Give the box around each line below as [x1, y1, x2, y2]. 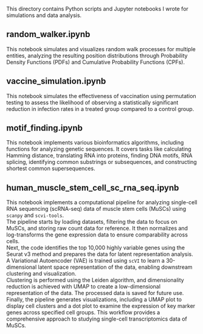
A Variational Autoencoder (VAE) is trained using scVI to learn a [6, 257, 165, 265]
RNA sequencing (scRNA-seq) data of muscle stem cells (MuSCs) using [6, 205, 187, 213]
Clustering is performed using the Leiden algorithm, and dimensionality [6, 277, 184, 284]
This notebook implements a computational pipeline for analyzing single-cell [6, 199, 198, 206]
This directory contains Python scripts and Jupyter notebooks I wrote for [6, 5, 188, 12]
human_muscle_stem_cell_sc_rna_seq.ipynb [6, 182, 179, 193]
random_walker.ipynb [6, 29, 91, 40]
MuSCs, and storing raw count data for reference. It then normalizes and [6, 225, 188, 232]
